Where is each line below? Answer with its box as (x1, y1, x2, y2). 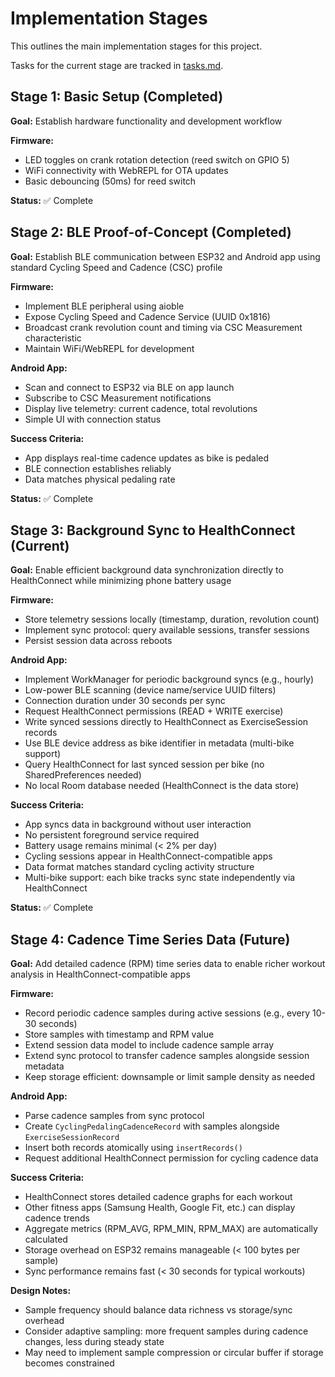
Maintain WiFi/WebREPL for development (24, 342, 195, 354)
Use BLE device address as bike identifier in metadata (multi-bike (24, 737, 295, 749)
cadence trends (24, 1212, 90, 1224)
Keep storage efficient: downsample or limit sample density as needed (24, 1071, 315, 1083)
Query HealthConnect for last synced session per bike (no (24, 758, 265, 771)
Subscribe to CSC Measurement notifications (24, 392, 212, 404)
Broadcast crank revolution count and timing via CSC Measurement (24, 321, 303, 333)
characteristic (24, 332, 82, 344)
